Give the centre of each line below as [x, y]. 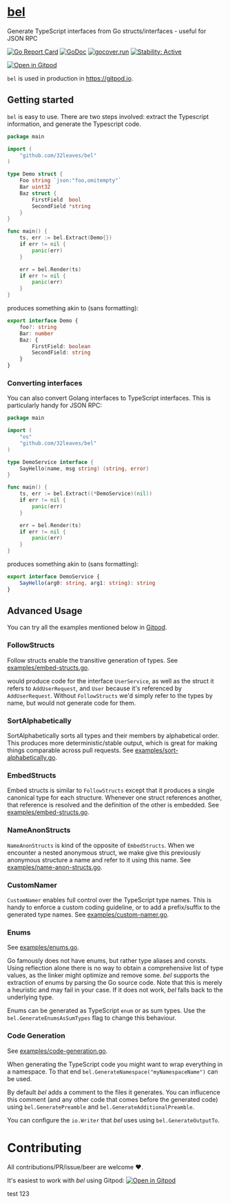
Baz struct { [38, 193]
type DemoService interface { [51, 462]
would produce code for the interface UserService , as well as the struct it [111, 681]
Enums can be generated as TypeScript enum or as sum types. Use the [106, 1011]
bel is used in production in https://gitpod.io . [70, 78]
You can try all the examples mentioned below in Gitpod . [87, 628]
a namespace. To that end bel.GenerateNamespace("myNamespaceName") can [113, 1072]
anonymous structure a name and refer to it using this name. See [99, 860]
